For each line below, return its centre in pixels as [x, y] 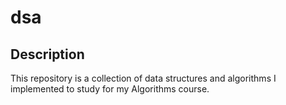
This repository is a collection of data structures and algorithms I [143, 78]
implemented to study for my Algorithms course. [110, 89]
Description [47, 54]
